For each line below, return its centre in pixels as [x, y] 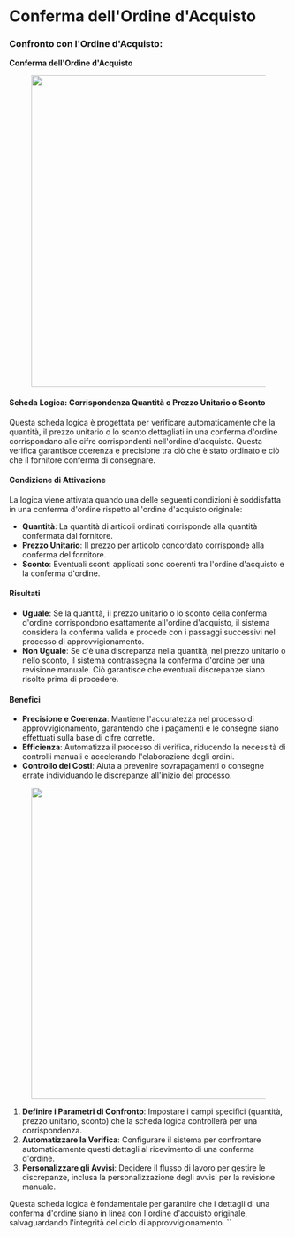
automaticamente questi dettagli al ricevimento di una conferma [138, 1149]
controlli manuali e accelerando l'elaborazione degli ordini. [128, 757]
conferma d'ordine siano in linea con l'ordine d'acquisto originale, [129, 1213]
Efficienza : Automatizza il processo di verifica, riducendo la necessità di [154, 747]
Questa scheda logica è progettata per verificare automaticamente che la [142, 422]
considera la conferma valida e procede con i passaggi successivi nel [148, 632]
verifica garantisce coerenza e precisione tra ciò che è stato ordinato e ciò [144, 450]
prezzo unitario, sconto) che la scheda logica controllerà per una [140, 1121]
